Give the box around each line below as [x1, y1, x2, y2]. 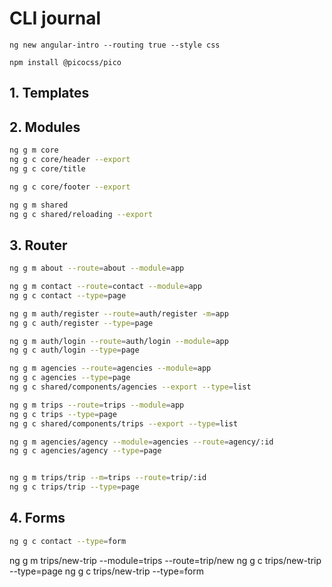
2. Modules [9, 118, 81, 136]
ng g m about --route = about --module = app [9, 263, 185, 274]
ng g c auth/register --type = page [9, 318, 154, 328]
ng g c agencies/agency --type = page [9, 446, 162, 456]
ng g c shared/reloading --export [9, 209, 154, 219]
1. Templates [9, 85, 90, 102]
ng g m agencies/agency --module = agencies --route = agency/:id [9, 437, 274, 447]
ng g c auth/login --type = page [9, 345, 140, 356]
